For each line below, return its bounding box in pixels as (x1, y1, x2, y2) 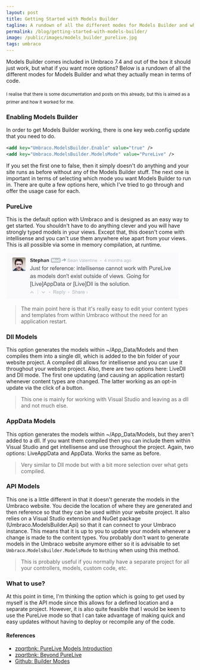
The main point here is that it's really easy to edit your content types (20, 305, 189, 312)
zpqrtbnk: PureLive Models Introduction (14, 645, 112, 652)
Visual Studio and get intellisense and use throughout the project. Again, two (6, 443, 194, 450)
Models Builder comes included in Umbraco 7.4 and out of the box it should (6, 58, 191, 65)
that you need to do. (6, 132, 56, 139)
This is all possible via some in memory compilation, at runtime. (6, 241, 162, 248)
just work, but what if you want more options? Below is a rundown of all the (6, 64, 190, 72)
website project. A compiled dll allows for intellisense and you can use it (6, 359, 183, 366)
